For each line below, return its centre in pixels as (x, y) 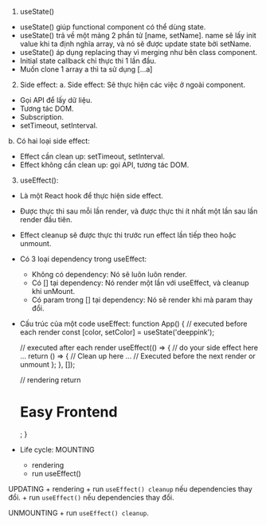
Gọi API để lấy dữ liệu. (56, 100)
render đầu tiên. (46, 219)
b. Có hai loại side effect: (49, 141)
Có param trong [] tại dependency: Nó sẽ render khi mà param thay (142, 300)
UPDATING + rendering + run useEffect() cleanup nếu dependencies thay (130, 488)
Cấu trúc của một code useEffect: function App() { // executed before (133, 323)
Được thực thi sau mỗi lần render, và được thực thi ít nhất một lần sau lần (139, 211)
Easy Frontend (68, 412)
